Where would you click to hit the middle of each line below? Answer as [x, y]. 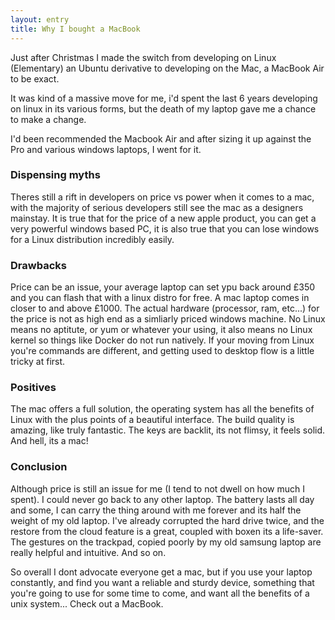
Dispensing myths [55, 175]
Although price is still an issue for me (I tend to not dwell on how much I [157, 488]
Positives [33, 388]
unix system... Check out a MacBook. [87, 603]
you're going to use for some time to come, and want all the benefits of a [160, 593]
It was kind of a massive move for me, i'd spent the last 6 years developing [164, 98]
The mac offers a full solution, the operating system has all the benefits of [162, 409]
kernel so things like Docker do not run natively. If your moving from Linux [162, 340]
